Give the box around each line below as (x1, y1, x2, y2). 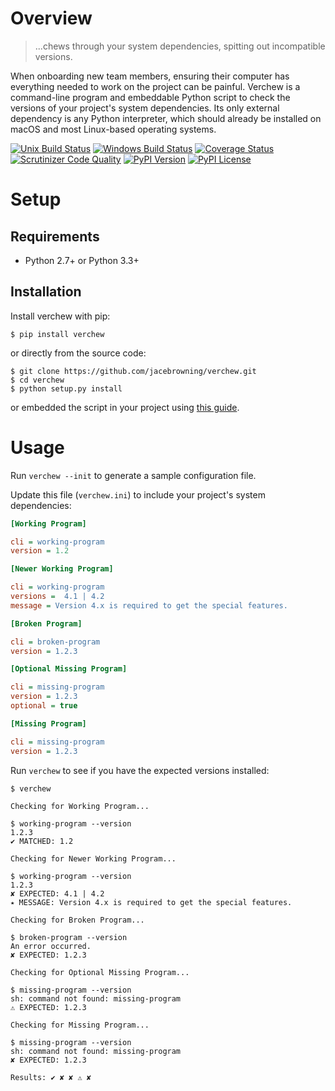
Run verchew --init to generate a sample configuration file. (10, 469, 257, 481)
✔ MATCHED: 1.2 (10, 836, 74, 846)
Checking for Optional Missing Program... (10, 967, 190, 977)
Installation (10, 283, 82, 301)
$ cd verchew (10, 375, 65, 385)
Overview (10, 7, 93, 30)
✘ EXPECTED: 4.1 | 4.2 (10, 888, 105, 899)
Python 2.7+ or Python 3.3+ (24, 254, 140, 266)
